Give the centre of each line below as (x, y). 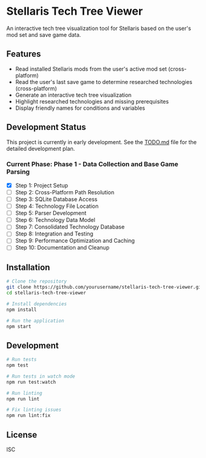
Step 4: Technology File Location (57, 206)
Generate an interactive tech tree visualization (73, 95)
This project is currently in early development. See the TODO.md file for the (102, 142)
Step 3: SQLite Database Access (56, 199)
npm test (17, 365)
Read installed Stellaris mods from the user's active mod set (91, 69)
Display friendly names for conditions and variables (80, 108)
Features (24, 54)
